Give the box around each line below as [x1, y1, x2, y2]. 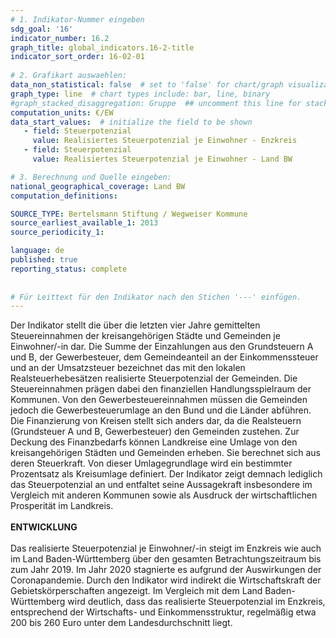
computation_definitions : [10, 191, 118, 201]
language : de [10, 246, 65, 256]
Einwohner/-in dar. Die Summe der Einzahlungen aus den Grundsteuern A [10, 341, 314, 353]
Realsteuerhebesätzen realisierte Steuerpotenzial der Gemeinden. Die [10, 372, 298, 385]
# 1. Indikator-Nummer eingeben [10, 14, 145, 25]
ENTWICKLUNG [10, 521, 78, 533]
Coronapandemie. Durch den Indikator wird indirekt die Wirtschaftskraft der [10, 574, 322, 586]
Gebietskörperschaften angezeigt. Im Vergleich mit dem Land [10, 585, 263, 597]
